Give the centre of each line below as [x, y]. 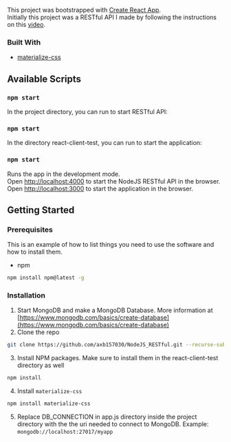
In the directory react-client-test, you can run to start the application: [104, 143]
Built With [24, 42]
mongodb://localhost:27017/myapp [65, 432]
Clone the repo [38, 332]
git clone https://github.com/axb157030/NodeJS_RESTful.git [95, 345]
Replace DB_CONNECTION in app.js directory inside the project [107, 417]
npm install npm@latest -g [46, 278]
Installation [26, 296]
